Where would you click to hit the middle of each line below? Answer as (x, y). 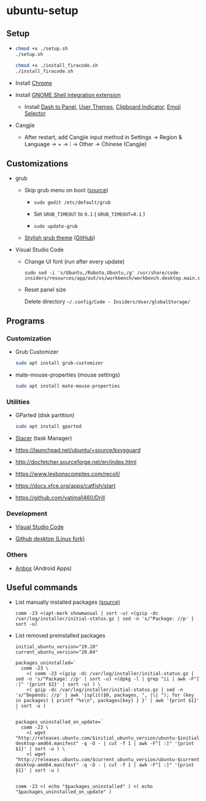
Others (17, 555)
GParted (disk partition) (45, 415)
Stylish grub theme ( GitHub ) (60, 238)
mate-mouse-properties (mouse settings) (68, 375)
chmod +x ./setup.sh (41, 49)
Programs (25, 321)
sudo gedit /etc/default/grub (72, 203)
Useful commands (42, 587)
